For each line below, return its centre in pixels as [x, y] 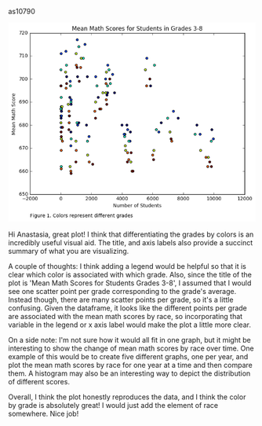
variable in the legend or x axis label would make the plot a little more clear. [129, 325]
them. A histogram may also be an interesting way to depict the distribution [129, 373]
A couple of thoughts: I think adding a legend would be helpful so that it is [127, 266]
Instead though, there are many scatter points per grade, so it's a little [121, 299]
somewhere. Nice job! [44, 413]
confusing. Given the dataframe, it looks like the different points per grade [127, 308]
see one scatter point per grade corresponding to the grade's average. [122, 291]
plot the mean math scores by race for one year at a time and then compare [130, 365]
